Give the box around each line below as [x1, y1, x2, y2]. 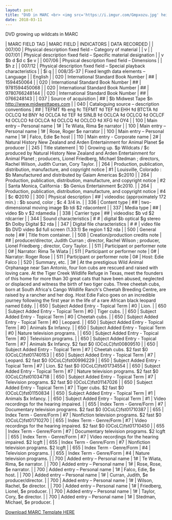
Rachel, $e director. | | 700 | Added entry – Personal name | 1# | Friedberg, [5, 483, 162, 489]
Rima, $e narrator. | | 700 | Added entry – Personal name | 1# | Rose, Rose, [5, 461, 162, 467]
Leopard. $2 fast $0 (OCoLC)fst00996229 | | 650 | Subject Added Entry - [5, 357, 161, 363]
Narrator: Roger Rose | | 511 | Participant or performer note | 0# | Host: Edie [5, 254, 164, 260]
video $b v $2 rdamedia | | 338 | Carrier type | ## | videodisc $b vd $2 [5, 210, 155, 216]
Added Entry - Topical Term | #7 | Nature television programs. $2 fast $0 [5, 368, 159, 375]
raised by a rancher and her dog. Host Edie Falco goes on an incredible [5, 292, 156, 298]
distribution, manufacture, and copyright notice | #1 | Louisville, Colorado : [5, 166, 162, 172]
